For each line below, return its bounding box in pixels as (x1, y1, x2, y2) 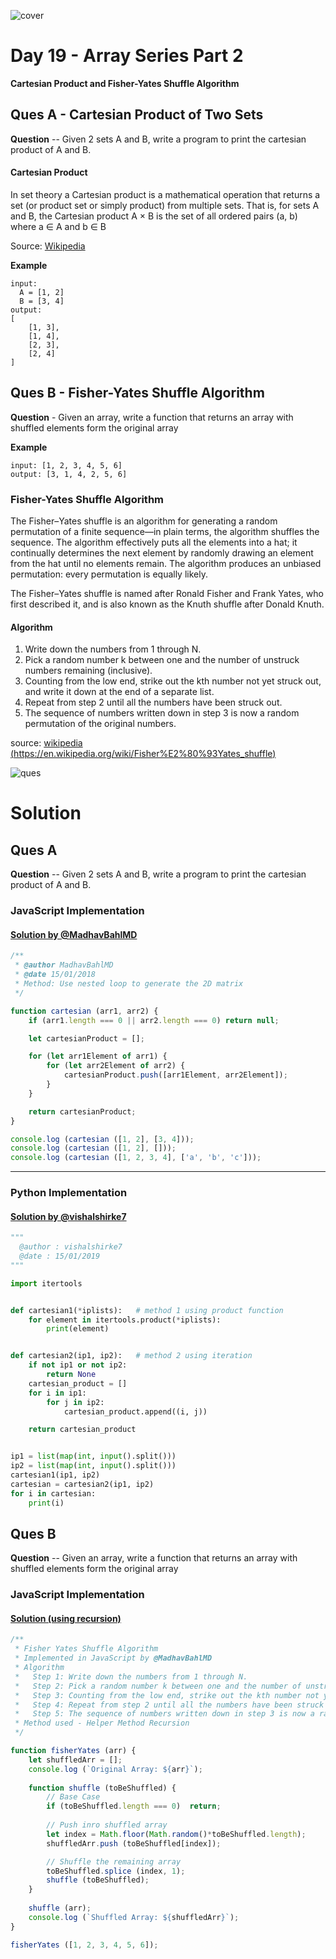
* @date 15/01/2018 (14, 970, 97, 980)
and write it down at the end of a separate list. (24, 686, 215, 698)
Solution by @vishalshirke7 (10, 1210, 127, 1222)
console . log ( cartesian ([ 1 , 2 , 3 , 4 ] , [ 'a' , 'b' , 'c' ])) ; (10, 1153, 262, 1163)
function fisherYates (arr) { (10, 1746, 137, 1756)
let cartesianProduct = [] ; (28, 1033, 145, 1044)
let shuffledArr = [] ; (28, 1755, 123, 1765)
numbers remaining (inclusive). (24, 665, 153, 677)
